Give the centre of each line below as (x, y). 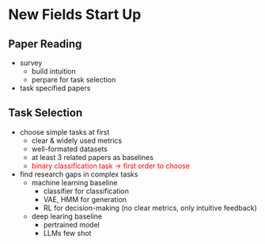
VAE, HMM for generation (85, 199)
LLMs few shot (67, 233)
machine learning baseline (74, 182)
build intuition (54, 71)
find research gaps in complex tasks (79, 174)
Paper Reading (45, 44)
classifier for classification (86, 191)
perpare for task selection (74, 80)
